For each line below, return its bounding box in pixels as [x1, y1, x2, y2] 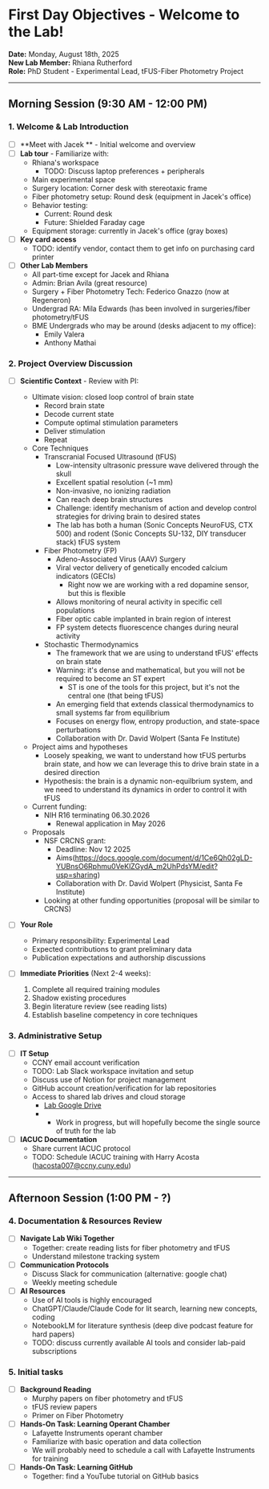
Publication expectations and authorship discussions [31, 953, 207, 963]
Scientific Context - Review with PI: [19, 376, 139, 386]
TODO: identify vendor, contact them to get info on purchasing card [31, 243, 255, 253]
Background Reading [19, 1384, 92, 1394]
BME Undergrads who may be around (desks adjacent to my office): [31, 320, 256, 330]
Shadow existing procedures [31, 993, 126, 1003]
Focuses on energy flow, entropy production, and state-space [55, 716, 260, 726]
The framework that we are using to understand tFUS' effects [55, 648, 259, 658]
